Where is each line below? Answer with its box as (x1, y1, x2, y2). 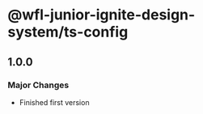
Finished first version (19, 97, 90, 107)
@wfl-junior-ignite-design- (7, 6, 196, 24)
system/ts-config (7, 23, 129, 41)
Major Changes (7, 79, 70, 91)
